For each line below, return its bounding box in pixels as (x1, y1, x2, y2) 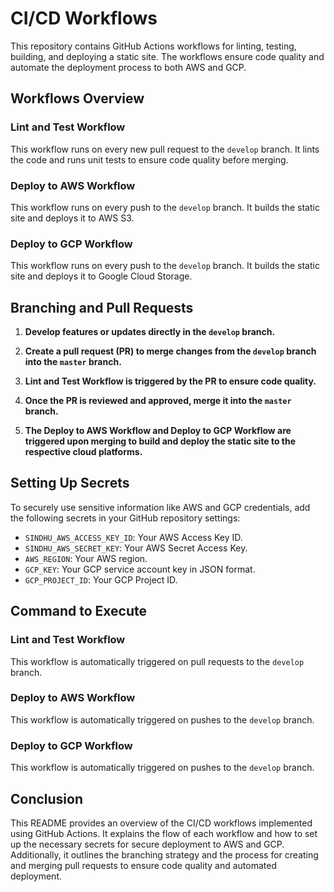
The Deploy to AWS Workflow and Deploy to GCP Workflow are (24, 425, 292, 437)
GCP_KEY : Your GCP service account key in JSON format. (24, 563, 256, 575)
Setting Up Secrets (10, 475, 130, 492)
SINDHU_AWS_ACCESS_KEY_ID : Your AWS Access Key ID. (24, 531, 243, 543)
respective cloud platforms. (24, 446, 143, 458)
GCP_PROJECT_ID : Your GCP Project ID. (24, 573, 178, 586)
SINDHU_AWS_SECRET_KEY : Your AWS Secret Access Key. (24, 542, 248, 554)
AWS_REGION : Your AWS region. (24, 552, 148, 564)
